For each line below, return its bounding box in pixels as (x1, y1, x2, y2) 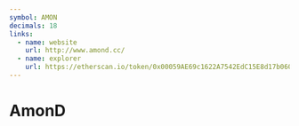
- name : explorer (17, 54, 82, 63)
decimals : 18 (9, 21, 58, 30)
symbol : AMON (9, 12, 58, 22)
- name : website (17, 37, 77, 47)
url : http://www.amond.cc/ (25, 46, 125, 55)
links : (9, 29, 34, 38)
